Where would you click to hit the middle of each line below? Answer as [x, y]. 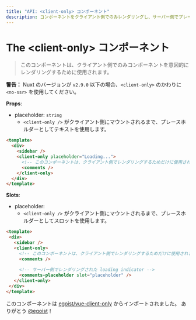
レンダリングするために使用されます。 [66, 72]
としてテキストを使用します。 [74, 129]
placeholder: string [38, 115]
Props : [14, 104]
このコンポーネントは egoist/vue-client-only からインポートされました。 [93, 303]
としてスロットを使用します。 [74, 221]
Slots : [13, 195]
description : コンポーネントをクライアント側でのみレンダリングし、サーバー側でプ [94, 17]
